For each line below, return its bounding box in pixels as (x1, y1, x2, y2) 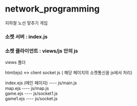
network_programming (5, 3, 100, 15)
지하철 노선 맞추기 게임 (5, 20, 48, 26)
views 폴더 (5, 60, 26, 65)
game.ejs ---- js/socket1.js (5, 91, 58, 96)
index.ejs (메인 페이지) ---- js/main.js (5, 80, 77, 86)
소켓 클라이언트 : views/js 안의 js (5, 47, 78, 54)
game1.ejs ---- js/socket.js (5, 96, 58, 102)
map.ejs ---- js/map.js (5, 86, 49, 91)
